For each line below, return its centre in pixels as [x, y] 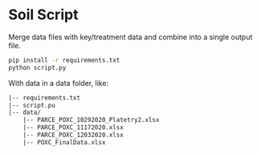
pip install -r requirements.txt [64, 60]
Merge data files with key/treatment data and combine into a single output [130, 37]
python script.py [37, 67]
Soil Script [43, 15]
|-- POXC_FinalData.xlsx [64, 142]
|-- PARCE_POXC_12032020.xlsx [73, 135]
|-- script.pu [32, 105]
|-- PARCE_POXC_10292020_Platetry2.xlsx [91, 120]
